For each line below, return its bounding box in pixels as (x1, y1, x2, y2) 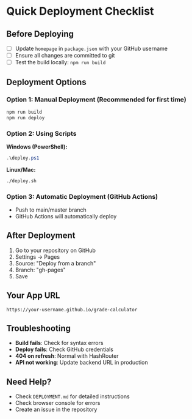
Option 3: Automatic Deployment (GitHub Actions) (6, 192, 158, 201)
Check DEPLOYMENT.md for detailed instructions (15, 393, 130, 400)
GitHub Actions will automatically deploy (15, 212, 117, 220)
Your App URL (6, 291, 60, 301)
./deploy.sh (6, 177, 37, 184)
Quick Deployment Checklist (6, 4, 154, 18)
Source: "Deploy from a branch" (15, 259, 96, 267)
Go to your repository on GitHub (15, 247, 96, 254)
